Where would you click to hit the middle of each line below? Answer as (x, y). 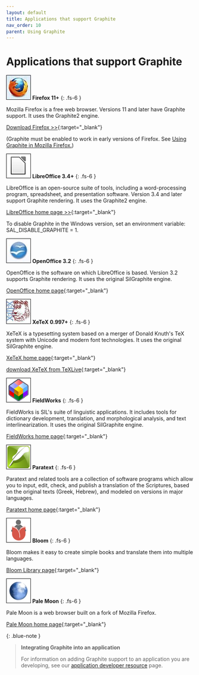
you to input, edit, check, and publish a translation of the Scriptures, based (98, 485)
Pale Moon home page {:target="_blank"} (56, 624)
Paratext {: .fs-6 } (54, 468)
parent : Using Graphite (36, 32)
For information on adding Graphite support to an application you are (105, 659)
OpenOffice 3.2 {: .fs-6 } (63, 261)
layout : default (26, 13)
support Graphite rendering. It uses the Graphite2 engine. (77, 201)
